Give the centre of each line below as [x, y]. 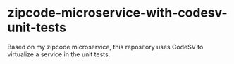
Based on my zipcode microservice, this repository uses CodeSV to [105, 47]
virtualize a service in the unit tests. [59, 54]
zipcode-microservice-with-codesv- [117, 13]
